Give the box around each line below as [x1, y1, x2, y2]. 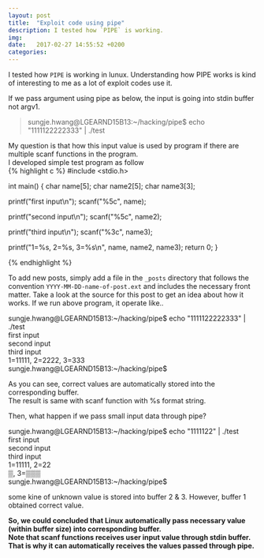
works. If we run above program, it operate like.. [8, 298, 164, 308]
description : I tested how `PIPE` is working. [8, 26, 164, 34]
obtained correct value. [8, 500, 84, 510]
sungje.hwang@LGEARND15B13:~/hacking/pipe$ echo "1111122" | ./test [8, 427, 239, 436]
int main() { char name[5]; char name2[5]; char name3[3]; [8, 182, 195, 190]
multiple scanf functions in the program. [8, 149, 139, 159]
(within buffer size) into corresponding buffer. [8, 524, 162, 534]
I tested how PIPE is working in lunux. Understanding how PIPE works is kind [8, 70, 256, 79]
